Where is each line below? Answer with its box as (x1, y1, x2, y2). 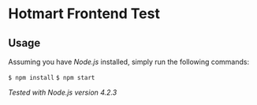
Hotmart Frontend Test (8, 5, 160, 23)
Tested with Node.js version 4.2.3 (8, 88, 117, 97)
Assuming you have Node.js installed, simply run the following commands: (8, 57, 250, 66)
